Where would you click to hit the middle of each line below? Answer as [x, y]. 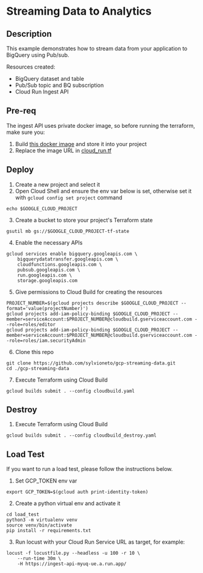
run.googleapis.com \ [45, 275]
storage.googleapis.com [48, 280]
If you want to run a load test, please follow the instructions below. [90, 469]
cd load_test [23, 515]
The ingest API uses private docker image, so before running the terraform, [101, 125]
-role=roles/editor [31, 324]
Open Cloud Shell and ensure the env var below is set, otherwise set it [103, 191]
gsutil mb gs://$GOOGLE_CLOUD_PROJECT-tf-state [68, 231]
